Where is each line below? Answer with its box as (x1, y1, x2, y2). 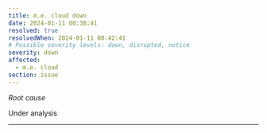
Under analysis (8, 108, 58, 118)
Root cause (8, 92, 46, 102)
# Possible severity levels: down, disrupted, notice (8, 41, 191, 49)
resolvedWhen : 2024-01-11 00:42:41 (8, 33, 126, 42)
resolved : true (8, 26, 59, 34)
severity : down (8, 49, 59, 57)
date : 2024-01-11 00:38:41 (8, 19, 98, 27)
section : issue (8, 71, 59, 79)
